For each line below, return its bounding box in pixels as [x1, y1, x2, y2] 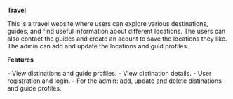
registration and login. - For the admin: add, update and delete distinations [7, 77, 222, 85]
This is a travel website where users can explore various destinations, [7, 20, 208, 27]
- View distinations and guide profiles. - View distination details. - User [7, 70, 212, 77]
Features [7, 55, 34, 64]
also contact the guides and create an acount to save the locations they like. [7, 34, 227, 43]
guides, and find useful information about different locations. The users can [7, 27, 226, 35]
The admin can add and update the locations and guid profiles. [7, 42, 189, 50]
